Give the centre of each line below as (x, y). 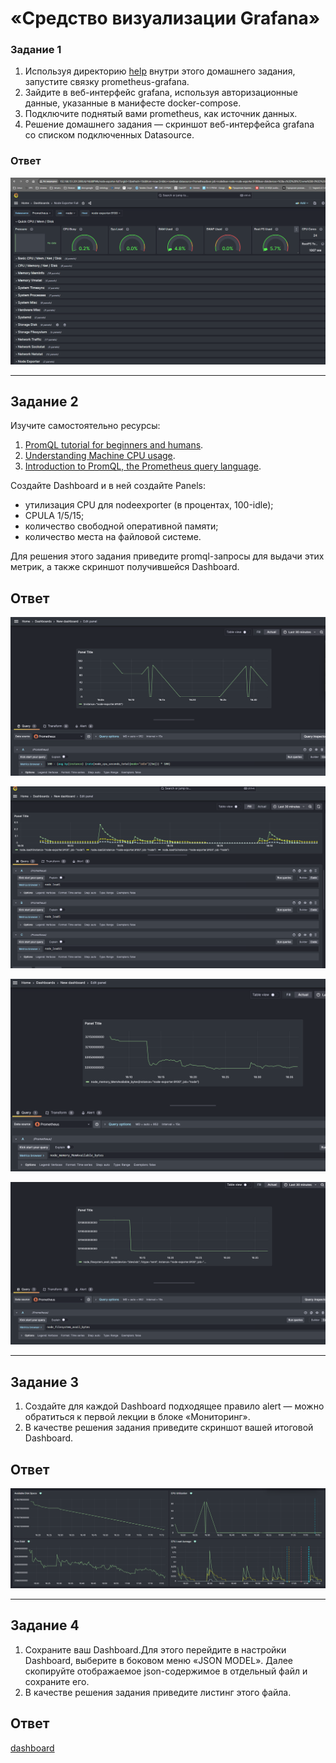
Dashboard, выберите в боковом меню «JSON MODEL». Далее (159, 1660)
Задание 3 (44, 1382)
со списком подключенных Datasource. (109, 135)
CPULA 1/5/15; (54, 516)
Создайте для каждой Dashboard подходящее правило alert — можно (174, 1406)
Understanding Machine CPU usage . (100, 456)
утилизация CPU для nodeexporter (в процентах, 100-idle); (149, 505)
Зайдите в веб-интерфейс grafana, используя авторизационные (161, 93)
